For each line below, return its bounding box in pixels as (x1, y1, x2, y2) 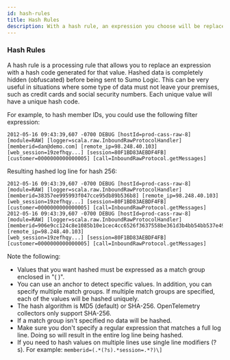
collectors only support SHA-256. (16, 309, 112, 317)
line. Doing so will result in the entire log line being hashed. (16, 331, 183, 339)
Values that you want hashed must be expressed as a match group (16, 265, 205, 274)
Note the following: (7, 252, 61, 260)
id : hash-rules (7, 10, 51, 17)
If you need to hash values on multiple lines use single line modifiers (16, 338, 210, 346)
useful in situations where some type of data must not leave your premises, (7, 83, 220, 91)
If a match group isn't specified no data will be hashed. (16, 316, 172, 324)
